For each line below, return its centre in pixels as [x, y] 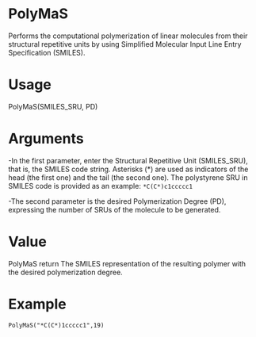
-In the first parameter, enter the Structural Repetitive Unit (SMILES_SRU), [128, 160]
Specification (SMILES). [47, 52]
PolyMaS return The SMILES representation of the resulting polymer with [127, 263]
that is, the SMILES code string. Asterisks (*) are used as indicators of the [128, 169]
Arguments [46, 139]
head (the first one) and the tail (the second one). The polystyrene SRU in [128, 177]
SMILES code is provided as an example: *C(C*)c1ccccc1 [100, 186]
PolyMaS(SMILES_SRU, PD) [53, 106]
